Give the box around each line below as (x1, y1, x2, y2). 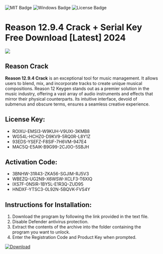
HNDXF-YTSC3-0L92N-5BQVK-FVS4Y (12, 187, 90, 192)
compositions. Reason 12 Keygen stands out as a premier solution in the (5, 85, 150, 91)
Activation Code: (5, 158, 58, 166)
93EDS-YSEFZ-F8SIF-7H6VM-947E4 (12, 139, 87, 145)
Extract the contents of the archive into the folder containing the (12, 224, 142, 230)
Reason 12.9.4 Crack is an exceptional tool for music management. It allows (5, 75, 158, 81)
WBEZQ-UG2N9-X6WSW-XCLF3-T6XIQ (12, 176, 93, 182)
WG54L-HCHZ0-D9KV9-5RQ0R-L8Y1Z (12, 133, 91, 139)
